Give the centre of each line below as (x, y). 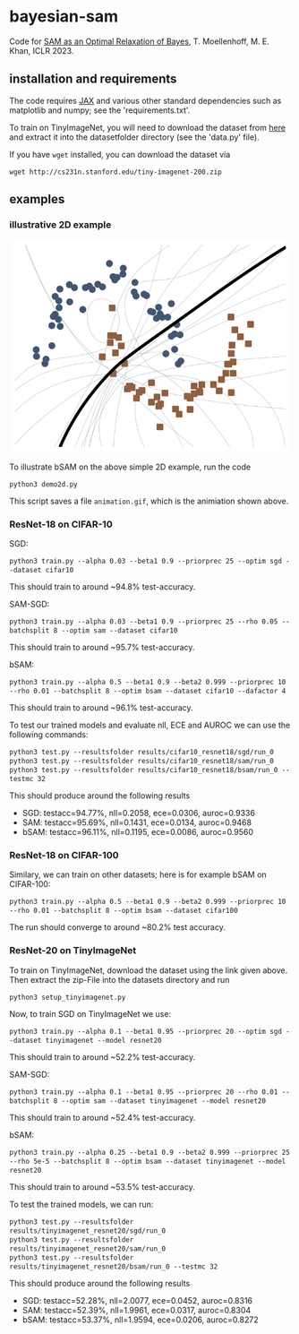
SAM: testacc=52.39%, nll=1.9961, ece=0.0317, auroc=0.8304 (137, 1310)
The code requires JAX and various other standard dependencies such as (145, 100)
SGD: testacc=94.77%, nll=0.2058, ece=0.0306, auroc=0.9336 (138, 813)
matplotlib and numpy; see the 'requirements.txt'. (100, 110)
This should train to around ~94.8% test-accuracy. (103, 587)
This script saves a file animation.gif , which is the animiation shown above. (149, 501)
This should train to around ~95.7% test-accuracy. (102, 647)
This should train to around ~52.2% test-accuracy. (103, 1057)
